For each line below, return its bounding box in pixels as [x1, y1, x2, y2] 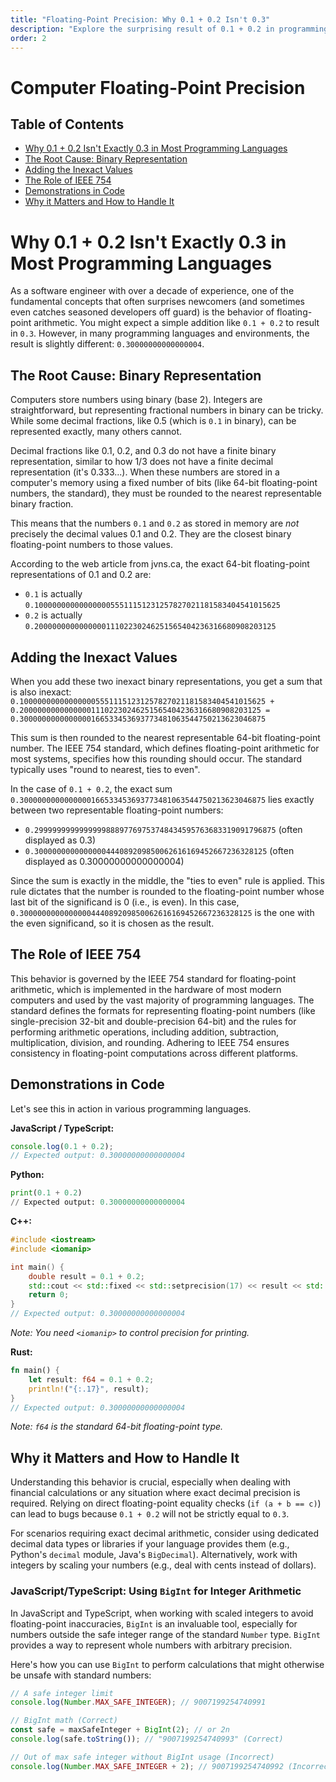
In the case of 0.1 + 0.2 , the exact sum [10, 782, 173, 795]
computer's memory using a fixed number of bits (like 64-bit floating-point [10, 477, 318, 489]
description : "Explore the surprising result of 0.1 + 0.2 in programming [10, 24, 329, 34]
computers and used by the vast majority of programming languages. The [10, 994, 315, 1006]
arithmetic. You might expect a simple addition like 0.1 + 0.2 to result [33, 317, 320, 329]
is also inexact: [10, 686, 72, 698]
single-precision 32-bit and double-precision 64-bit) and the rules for [10, 1015, 297, 1027]
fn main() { [10, 1366, 60, 1376]
